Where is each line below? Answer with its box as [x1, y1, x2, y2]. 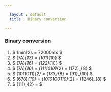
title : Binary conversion [9, 16, 67, 22]
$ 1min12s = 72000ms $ [12, 49, 63, 55]
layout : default [9, 12, 46, 17]
